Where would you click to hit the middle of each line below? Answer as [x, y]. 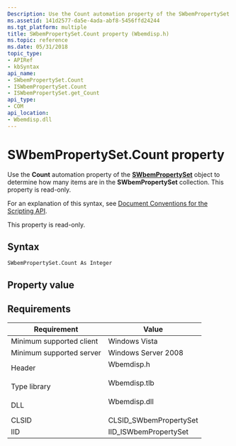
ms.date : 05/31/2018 [38, 47]
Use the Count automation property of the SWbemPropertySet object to [114, 174]
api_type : [22, 100]
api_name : [22, 73]
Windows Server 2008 [146, 352]
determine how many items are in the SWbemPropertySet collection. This [116, 182]
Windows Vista [133, 341]
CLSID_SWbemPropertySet [153, 420]
